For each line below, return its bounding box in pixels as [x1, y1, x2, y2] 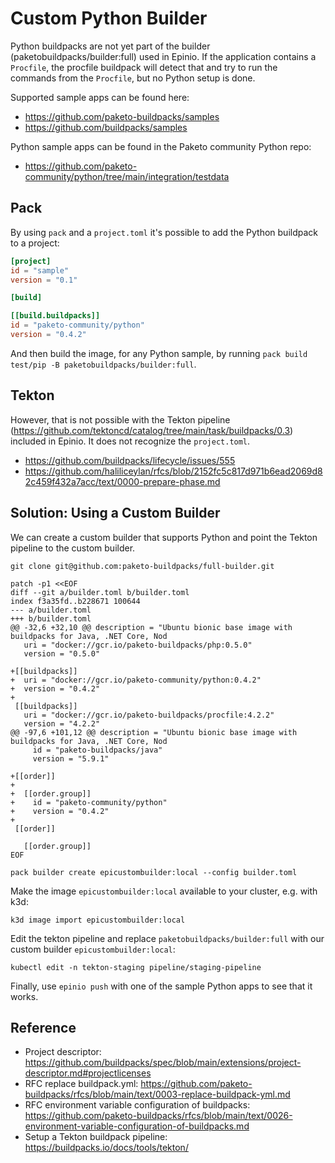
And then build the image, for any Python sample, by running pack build [10, 347, 308, 359]
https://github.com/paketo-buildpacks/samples [24, 110, 220, 122]
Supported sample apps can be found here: [10, 91, 190, 103]
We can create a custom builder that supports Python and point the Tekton [10, 531, 318, 543]
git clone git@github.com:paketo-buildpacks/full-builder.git [10, 561, 275, 571]
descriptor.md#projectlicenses [24, 1067, 152, 1079]
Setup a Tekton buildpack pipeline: [24, 1131, 168, 1143]
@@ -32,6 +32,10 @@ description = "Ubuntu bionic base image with [10, 622, 293, 632]
